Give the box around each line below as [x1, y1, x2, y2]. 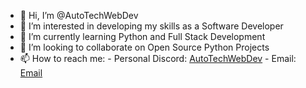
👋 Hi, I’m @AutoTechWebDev [19, 10, 139, 21]
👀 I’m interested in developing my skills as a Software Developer [19, 20, 284, 32]
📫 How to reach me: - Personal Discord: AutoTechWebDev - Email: [19, 53, 297, 64]
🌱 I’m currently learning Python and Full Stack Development [19, 31, 266, 42]
